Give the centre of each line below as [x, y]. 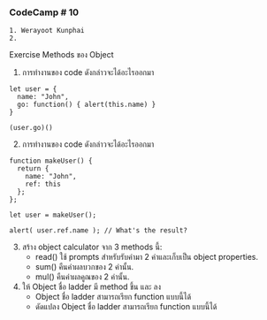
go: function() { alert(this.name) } [87, 105]
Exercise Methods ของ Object [61, 55]
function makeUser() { [51, 161]
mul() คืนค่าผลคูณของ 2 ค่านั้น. [82, 277]
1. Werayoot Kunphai [47, 31]
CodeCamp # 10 [44, 12]
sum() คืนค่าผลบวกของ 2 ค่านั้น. [84, 267]
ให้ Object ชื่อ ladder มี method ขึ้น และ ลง [92, 287]
